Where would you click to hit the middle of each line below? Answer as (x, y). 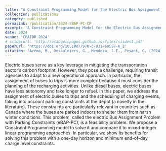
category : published (26, 19)
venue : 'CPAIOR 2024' (27, 37)
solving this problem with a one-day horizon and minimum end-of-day (77, 138)
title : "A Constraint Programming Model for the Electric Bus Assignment (83, 10)
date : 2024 (16, 32)
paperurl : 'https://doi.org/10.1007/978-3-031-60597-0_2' (66, 46)
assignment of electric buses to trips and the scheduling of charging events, (83, 96)
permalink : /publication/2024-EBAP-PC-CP (48, 23)
